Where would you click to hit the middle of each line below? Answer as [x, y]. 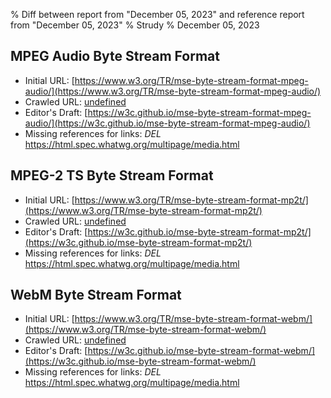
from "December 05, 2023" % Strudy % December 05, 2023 [135, 25]
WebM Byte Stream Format [96, 295]
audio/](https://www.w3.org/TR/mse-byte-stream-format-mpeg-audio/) [173, 91]
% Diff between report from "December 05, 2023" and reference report [157, 14]
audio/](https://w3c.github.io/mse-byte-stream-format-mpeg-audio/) [167, 123]
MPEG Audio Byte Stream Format [115, 56]
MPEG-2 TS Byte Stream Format [112, 175]
